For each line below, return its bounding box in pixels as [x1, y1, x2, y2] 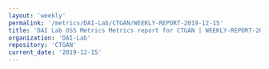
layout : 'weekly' [8, 11, 66, 20]
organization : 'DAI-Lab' [8, 33, 91, 42]
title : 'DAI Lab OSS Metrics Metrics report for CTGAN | [8, 26, 203, 34]
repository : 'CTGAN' [8, 41, 78, 49]
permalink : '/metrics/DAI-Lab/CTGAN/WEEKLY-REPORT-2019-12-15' [8, 19, 224, 27]
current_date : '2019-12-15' [8, 48, 102, 56]
